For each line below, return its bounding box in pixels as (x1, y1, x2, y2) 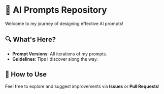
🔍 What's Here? (5, 35, 56, 44)
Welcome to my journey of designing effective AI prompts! (5, 21, 124, 26)
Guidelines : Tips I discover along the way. (12, 56, 98, 62)
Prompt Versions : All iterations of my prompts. (12, 51, 107, 57)
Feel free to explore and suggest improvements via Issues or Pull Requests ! (5, 83, 160, 89)
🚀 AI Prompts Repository (5, 4, 107, 16)
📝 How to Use (5, 70, 47, 79)
